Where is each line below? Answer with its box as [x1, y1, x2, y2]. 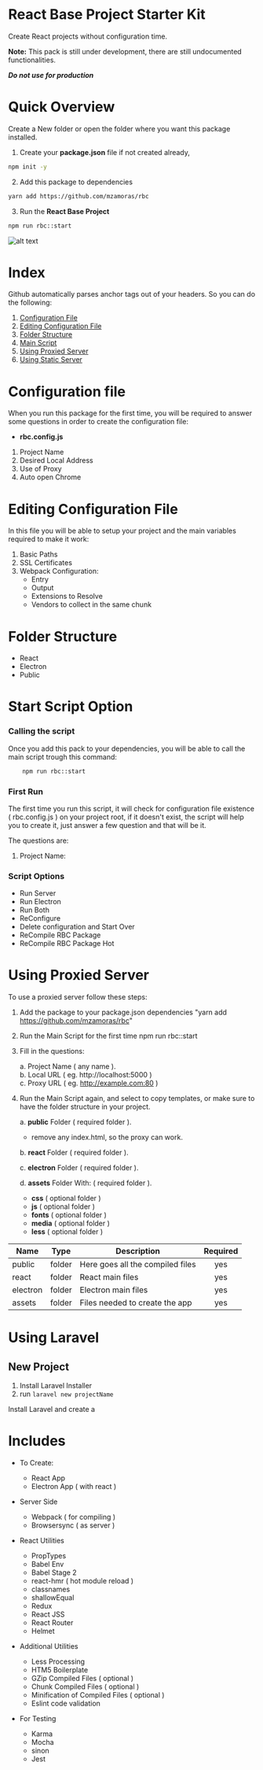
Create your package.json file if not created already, [19, 147, 191, 157]
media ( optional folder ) [31, 1218, 110, 1229]
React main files [79, 1272, 139, 1283]
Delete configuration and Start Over [19, 922, 135, 932]
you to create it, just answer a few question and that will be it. [8, 820, 206, 830]
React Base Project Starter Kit [8, 6, 206, 24]
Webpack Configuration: [19, 567, 99, 576]
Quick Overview [8, 98, 115, 116]
